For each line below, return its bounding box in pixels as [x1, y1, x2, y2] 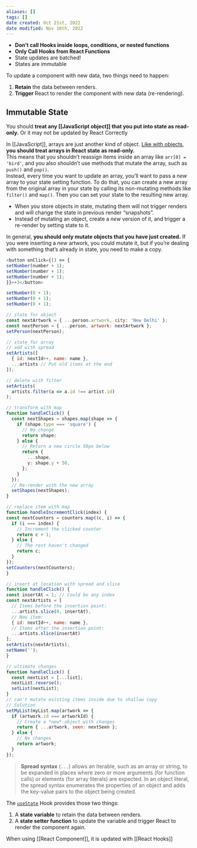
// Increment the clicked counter [17, 526, 102, 532]
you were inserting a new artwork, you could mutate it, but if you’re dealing [6, 239, 189, 247]
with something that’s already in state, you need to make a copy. [6, 246, 163, 253]
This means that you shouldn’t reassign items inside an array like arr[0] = [6, 153, 186, 160]
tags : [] [6, 14, 28, 20]
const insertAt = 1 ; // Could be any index [6, 592, 115, 598]
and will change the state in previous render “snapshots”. [14, 209, 154, 216]
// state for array [6, 339, 54, 345]
